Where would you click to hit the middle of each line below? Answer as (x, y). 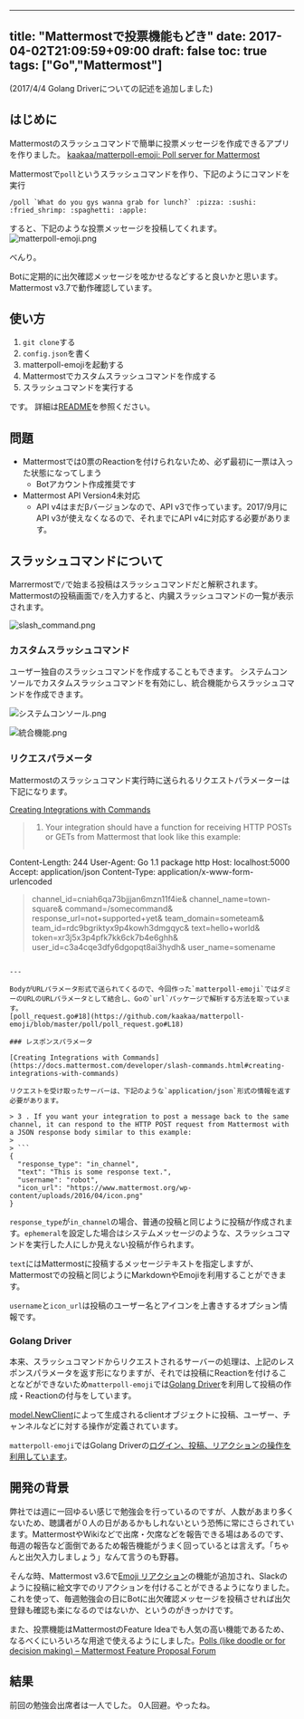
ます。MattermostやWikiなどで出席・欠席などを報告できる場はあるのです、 (149, 1534)
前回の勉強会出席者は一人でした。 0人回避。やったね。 (112, 1705)
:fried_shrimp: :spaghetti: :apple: (78, 210)
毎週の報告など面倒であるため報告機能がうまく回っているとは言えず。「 (142, 1545)
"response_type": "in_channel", (79, 1164)
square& (47, 908)
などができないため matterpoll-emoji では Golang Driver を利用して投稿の (150, 1384)
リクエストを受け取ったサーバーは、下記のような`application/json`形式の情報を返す (150, 1091)
